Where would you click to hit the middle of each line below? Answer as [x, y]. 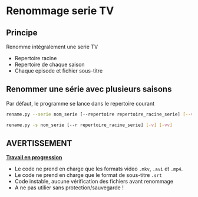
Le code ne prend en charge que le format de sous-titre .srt [88, 175]
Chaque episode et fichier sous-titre [59, 71]
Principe [22, 33]
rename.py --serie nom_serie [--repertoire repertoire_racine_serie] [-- [99, 114]
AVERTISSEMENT [39, 143]
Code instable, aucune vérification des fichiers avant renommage [94, 182]
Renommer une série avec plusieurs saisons [89, 89]
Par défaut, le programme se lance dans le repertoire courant [80, 103]
